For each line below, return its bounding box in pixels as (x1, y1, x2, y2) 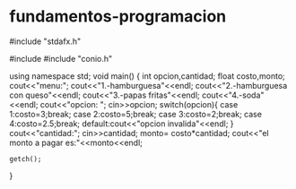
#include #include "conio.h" (9, 53, 113, 64)
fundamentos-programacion (9, 6, 227, 27)
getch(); (9, 154, 42, 163)
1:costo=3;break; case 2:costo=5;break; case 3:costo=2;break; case (9, 108, 263, 119)
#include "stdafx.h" (9, 36, 82, 47)
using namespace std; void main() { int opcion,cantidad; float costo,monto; (9, 70, 285, 82)
